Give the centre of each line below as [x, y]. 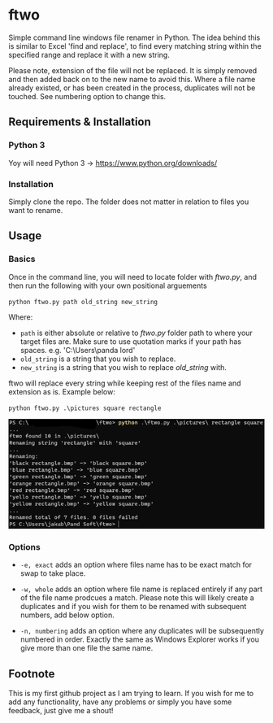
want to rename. [36, 210]
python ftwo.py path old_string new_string [83, 302]
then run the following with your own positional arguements [108, 285]
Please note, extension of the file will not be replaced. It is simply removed [133, 70]
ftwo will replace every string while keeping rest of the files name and [125, 383]
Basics [22, 259]
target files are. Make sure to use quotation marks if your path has [131, 341]
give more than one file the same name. [87, 648]
